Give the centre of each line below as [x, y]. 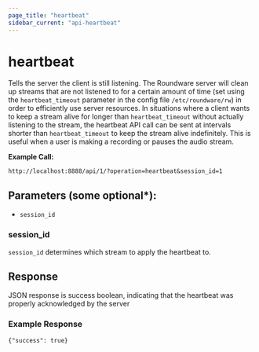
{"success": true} [38, 340]
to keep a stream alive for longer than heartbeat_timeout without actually [126, 117]
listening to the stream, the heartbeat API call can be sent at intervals [120, 125]
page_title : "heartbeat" [49, 15]
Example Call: [31, 157]
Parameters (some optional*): [82, 195]
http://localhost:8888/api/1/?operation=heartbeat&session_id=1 [115, 171]
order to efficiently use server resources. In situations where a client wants [129, 108]
